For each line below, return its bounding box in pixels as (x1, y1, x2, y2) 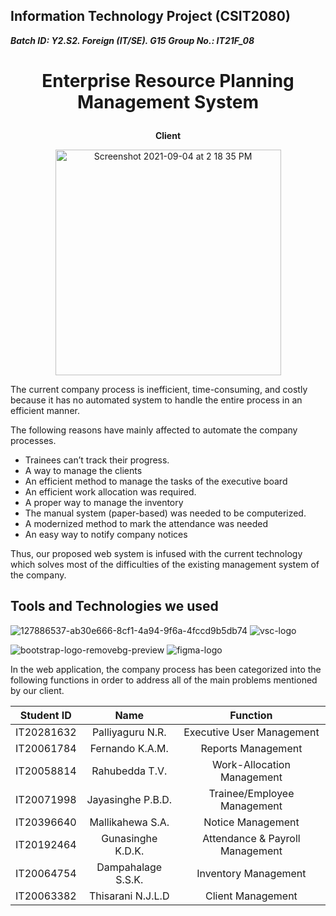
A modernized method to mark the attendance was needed (24, 518, 268, 529)
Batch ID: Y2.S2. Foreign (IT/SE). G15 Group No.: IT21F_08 (10, 34, 255, 46)
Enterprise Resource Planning (41, 70, 295, 92)
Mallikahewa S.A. (89, 815, 170, 829)
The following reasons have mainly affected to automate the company (10, 424, 298, 436)
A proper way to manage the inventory (24, 497, 184, 508)
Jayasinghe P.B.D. (86, 792, 173, 806)
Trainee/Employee (208, 786, 295, 800)
